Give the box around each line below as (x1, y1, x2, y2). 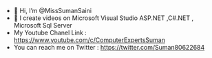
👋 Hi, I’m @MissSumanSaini (13, 7, 92, 14)
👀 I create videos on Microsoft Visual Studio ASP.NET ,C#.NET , (13, 14, 194, 22)
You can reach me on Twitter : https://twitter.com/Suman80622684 (13, 43, 205, 51)
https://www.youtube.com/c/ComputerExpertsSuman (13, 36, 165, 44)
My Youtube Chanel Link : (13, 28, 87, 37)
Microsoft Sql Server (13, 21, 72, 29)
